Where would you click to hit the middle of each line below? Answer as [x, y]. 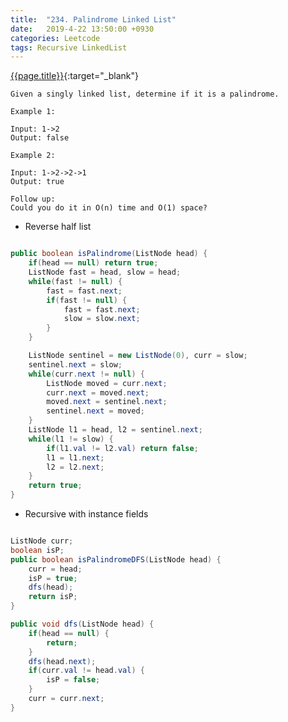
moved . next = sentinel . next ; [107, 402]
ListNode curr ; [42, 541]
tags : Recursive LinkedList [69, 47]
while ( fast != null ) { [75, 281]
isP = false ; [73, 680]
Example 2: [33, 156]
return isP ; [53, 597]
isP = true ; [53, 578]
